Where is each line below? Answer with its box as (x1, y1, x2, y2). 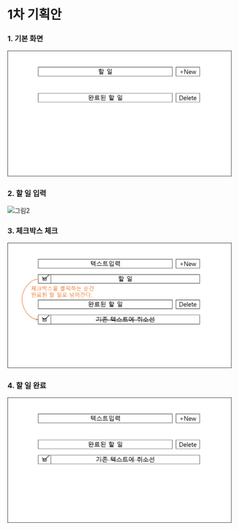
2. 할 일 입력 (7, 188, 47, 198)
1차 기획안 (7, 6, 62, 23)
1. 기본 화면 (7, 34, 43, 44)
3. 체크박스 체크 (7, 225, 58, 235)
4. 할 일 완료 (7, 381, 47, 391)
